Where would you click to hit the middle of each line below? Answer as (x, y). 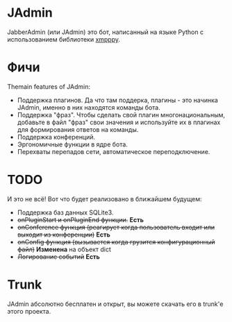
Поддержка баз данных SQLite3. (65, 212)
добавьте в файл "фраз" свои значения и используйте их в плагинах (119, 122)
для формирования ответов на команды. (78, 129)
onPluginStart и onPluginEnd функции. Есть (80, 219)
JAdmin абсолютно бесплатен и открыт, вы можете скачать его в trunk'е (115, 304)
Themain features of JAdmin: (49, 86)
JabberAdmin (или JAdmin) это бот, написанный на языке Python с (105, 32)
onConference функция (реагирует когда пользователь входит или (116, 227)
